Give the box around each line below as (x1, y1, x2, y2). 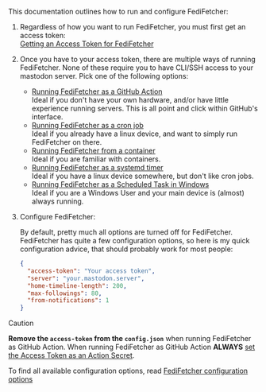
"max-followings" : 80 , (27, 289, 102, 297)
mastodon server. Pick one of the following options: (19, 72, 189, 80)
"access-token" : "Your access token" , (27, 266, 156, 275)
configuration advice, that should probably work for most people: (19, 244, 233, 254)
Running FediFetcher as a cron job (31, 121, 145, 130)
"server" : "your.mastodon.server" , (27, 274, 145, 282)
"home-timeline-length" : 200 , (27, 281, 127, 289)
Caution (8, 318, 34, 328)
